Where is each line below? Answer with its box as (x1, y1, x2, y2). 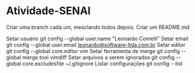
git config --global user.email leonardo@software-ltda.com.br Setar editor (6, 41, 186, 48)
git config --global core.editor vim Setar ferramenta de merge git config (6, 47, 180, 54)
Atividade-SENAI (6, 4, 91, 18)
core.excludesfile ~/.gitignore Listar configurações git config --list (22, 60, 183, 67)
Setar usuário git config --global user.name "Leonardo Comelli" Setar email (6, 35, 189, 42)
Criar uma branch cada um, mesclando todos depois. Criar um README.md (6, 24, 190, 31)
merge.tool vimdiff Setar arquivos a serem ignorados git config (22, 54, 175, 61)
